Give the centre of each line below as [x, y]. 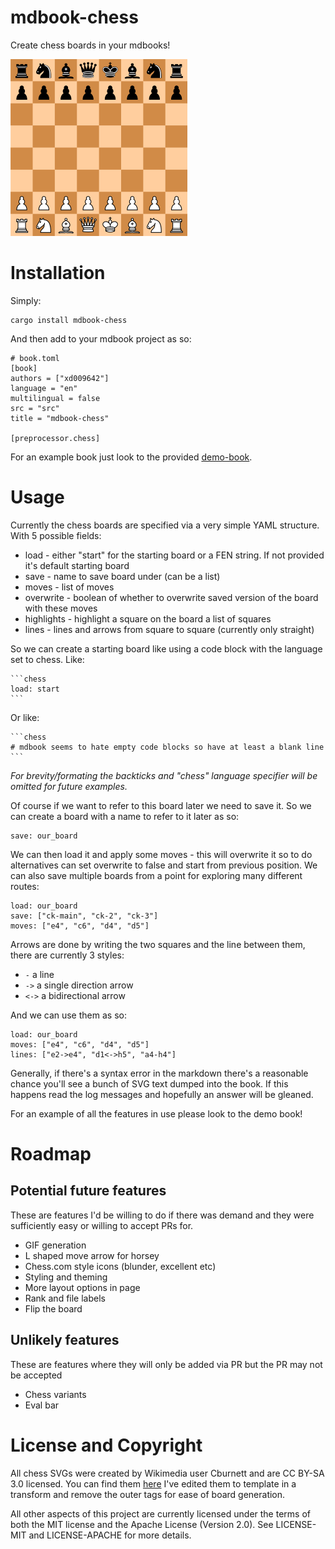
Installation [58, 273]
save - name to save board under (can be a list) [122, 576]
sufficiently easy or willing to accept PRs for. [102, 1225]
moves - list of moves [69, 587]
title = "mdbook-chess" [60, 418]
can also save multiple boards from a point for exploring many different [156, 875]
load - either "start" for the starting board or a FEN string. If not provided [174, 555]
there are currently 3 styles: [67, 955]
